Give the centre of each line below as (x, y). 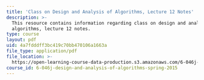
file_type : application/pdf (42, 51)
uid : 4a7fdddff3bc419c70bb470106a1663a (57, 46)
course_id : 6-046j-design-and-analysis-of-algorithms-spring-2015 (92, 68)
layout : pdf (21, 40)
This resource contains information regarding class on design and (99, 23)
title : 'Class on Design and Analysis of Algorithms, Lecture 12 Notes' (100, 12)
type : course (23, 34)
